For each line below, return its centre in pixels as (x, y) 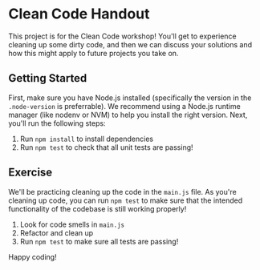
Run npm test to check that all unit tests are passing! (107, 147)
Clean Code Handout (79, 14)
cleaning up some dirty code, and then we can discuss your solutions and (130, 44)
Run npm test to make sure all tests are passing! (99, 241)
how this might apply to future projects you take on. (93, 53)
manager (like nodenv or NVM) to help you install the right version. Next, (128, 115)
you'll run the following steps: (57, 123)
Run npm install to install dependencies (87, 139)
